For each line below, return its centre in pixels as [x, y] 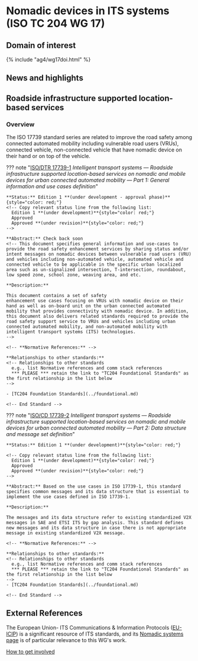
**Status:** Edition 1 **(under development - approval [76, 197]
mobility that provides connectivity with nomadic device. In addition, [98, 311]
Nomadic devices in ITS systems [88, 11]
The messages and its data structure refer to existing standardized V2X [99, 518]
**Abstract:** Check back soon [45, 239]
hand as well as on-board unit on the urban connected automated [88, 306]
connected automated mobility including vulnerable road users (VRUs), [92, 144]
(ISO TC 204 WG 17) [56, 23]
